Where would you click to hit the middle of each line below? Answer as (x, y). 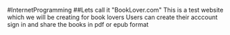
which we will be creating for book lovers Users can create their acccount (113, 17)
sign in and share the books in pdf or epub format (78, 24)
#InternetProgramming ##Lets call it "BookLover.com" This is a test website (115, 10)
